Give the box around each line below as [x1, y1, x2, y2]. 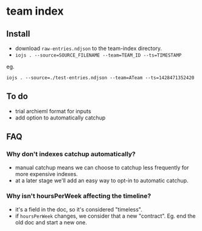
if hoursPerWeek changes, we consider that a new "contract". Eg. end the [15, 212, 196, 219]
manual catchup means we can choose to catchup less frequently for [15, 163, 189, 171]
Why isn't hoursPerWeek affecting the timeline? [6, 192, 151, 201]
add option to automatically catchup [15, 114, 106, 121]
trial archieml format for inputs [15, 107, 91, 115]
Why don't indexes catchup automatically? [6, 150, 136, 158]
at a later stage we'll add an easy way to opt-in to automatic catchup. [15, 177, 189, 184]
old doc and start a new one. [15, 218, 87, 226]
